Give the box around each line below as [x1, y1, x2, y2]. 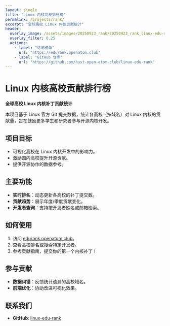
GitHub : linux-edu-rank [12, 315, 62, 321]
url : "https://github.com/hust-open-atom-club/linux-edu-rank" [18, 59, 155, 64]
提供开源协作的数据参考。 [12, 161, 66, 167]
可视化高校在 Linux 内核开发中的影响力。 [12, 148, 98, 154]
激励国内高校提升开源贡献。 [12, 155, 71, 160]
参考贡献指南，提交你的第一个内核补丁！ [12, 248, 97, 254]
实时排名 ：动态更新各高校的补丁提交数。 [12, 191, 97, 198]
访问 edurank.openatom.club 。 [12, 235, 77, 241]
